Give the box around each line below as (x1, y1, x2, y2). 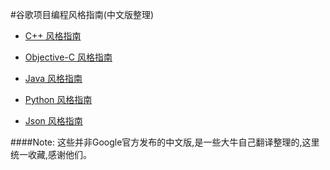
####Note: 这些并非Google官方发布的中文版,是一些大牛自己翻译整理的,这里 (10, 136, 320, 148)
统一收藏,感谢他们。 (10, 149, 93, 160)
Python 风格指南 (24, 94, 93, 105)
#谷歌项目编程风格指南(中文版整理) (10, 9, 155, 20)
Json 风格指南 (24, 115, 83, 127)
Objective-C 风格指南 (24, 51, 113, 63)
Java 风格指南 (24, 73, 83, 84)
